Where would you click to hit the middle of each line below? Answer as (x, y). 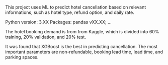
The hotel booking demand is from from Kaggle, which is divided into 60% (82, 32)
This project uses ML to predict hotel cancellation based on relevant (76, 7)
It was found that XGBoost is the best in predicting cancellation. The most (81, 46)
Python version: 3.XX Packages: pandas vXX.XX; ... (58, 22)
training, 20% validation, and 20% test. (46, 37)
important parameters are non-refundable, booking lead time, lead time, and (84, 52)
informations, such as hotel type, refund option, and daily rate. (70, 12)
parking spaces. (22, 57)
